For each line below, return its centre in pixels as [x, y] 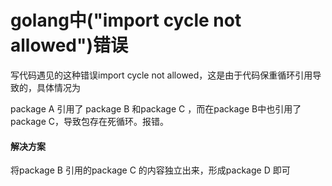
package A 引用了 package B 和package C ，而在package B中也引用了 [156, 108]
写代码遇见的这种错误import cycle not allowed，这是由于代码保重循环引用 [161, 75]
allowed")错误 [69, 45]
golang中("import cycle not [126, 20]
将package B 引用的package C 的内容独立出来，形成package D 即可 [150, 170]
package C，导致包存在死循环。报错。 [90, 121]
